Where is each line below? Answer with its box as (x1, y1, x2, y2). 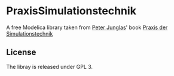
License (6, 47, 36, 58)
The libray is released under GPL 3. (6, 63, 93, 70)
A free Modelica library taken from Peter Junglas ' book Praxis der (6, 24, 168, 31)
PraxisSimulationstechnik (6, 4, 136, 18)
